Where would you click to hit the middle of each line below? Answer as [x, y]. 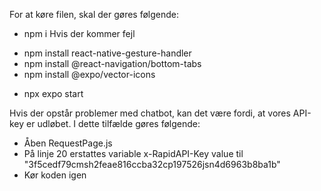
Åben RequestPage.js [68, 143]
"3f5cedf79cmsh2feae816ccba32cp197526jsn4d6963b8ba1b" [152, 164]
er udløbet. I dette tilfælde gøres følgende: [113, 123]
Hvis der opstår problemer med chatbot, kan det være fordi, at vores [150, 113]
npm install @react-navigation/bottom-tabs [112, 63]
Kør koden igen [55, 175]
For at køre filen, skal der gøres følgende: [94, 14]
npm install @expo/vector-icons [89, 74]
